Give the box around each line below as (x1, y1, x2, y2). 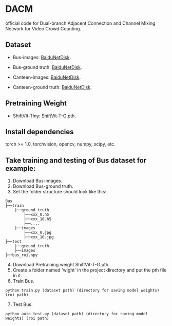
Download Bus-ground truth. (12, 183, 73, 189)
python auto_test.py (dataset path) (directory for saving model (5, 312, 148, 317)
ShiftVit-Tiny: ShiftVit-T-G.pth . (12, 113, 76, 119)
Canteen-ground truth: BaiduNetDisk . (12, 84, 92, 90)
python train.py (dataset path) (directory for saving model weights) (5, 288, 160, 293)
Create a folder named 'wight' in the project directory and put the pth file (12, 267, 167, 273)
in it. (12, 273, 22, 279)
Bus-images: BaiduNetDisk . (12, 54, 71, 60)
